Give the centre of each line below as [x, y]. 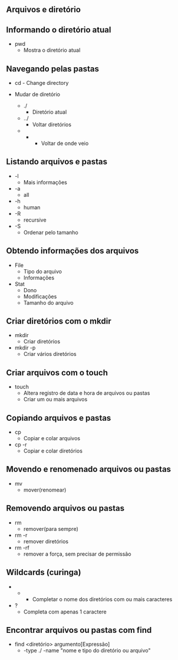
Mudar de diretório [37, 94]
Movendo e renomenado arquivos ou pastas [89, 469]
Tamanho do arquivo [48, 302]
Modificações [40, 296]
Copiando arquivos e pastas [59, 418]
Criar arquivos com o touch [57, 373]
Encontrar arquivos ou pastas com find [79, 630]
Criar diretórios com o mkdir [59, 321]
